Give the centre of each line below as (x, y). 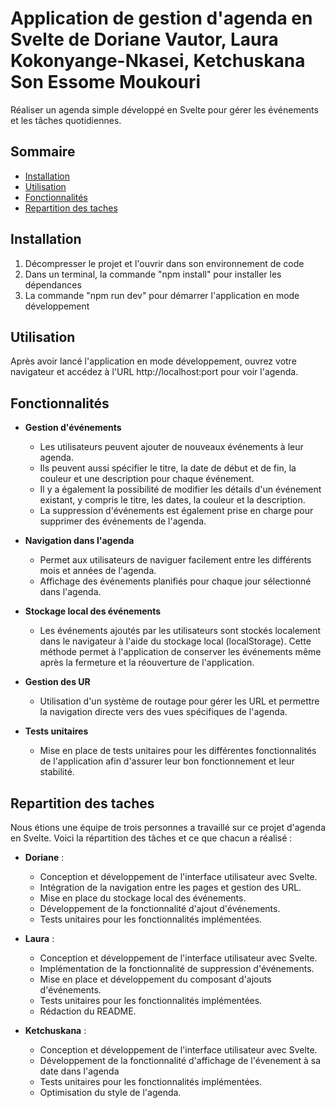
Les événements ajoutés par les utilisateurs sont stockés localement (180, 631)
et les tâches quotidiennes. (66, 120)
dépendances (53, 284)
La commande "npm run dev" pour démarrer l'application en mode (162, 295)
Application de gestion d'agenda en (161, 18)
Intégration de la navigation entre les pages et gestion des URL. (170, 887)
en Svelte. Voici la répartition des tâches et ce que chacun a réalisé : (151, 838)
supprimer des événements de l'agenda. (123, 521)
